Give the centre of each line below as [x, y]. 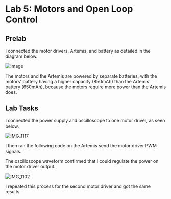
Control [22, 20]
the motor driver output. [30, 166]
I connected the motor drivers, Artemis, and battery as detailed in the [78, 51]
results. [13, 191]
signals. [14, 151]
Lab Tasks [22, 108]
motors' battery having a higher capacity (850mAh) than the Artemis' [78, 81]
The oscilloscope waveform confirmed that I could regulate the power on [82, 161]
